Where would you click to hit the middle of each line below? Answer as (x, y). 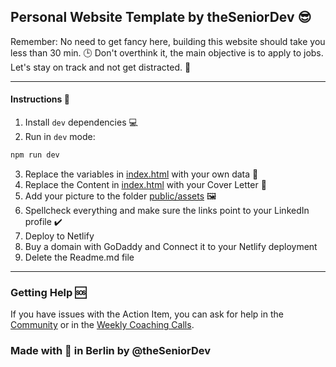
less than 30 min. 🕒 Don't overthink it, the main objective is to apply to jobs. (167, 52)
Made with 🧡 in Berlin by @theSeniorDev (111, 351)
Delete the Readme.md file (79, 257)
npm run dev (35, 155)
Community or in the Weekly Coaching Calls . (102, 325)
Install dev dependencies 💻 (81, 122)
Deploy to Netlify (59, 236)
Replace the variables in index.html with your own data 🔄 (141, 174)
